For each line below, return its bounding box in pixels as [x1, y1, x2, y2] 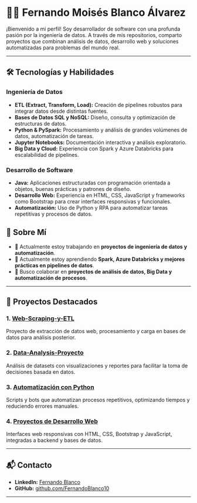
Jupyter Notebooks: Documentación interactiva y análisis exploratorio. [14, 139, 187, 146]
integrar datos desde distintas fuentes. [14, 108, 108, 115]
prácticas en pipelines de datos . [14, 261, 94, 269]
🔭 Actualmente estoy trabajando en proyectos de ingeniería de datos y [14, 243, 188, 250]
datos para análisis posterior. [6, 334, 76, 341]
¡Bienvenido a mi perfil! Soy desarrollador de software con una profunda [6, 25, 181, 32]
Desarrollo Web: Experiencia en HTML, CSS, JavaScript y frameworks [14, 192, 185, 199]
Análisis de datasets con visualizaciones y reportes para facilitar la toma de [6, 362, 188, 369]
